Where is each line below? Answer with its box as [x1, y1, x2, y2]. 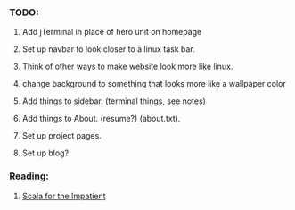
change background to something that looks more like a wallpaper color [21, 79, 287, 89]
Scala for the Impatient [21, 190, 106, 201]
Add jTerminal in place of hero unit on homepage [21, 27, 202, 38]
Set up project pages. [21, 130, 102, 141]
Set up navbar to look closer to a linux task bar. [21, 44, 196, 55]
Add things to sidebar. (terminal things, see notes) [21, 96, 207, 106]
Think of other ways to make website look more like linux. [21, 61, 234, 72]
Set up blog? [21, 147, 70, 158]
